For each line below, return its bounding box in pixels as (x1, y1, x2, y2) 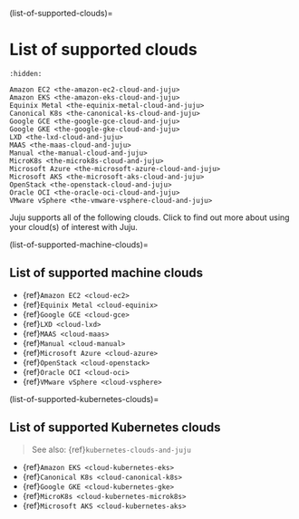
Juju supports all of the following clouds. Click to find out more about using (9, 212, 290, 223)
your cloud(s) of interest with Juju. (9, 221, 139, 232)
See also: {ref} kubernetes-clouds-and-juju (31, 444, 192, 455)
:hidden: (9, 69, 43, 78)
